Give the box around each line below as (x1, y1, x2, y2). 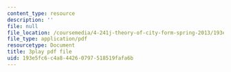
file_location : (7, 29, 51, 36)
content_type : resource (7, 10, 76, 17)
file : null (7, 23, 38, 29)
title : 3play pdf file (7, 49, 72, 56)
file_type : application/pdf (7, 36, 88, 43)
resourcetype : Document (7, 42, 76, 49)
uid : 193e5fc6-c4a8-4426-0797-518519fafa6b (7, 55, 134, 62)
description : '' (7, 16, 54, 23)
